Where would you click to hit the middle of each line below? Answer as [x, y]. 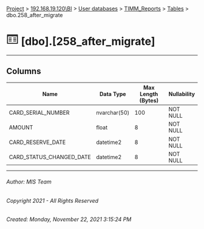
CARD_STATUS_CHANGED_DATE [50, 157]
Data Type [113, 94]
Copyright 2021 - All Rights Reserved [53, 200]
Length [149, 94]
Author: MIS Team [29, 182]
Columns [24, 71]
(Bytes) [149, 100]
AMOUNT [21, 127]
